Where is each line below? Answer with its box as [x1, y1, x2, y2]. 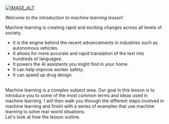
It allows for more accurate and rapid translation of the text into [12, 51, 144, 56]
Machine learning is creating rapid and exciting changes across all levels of [5, 24, 162, 30]
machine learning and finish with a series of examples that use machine [5, 103, 155, 109]
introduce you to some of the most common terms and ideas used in [5, 93, 148, 98]
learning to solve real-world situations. [5, 109, 86, 114]
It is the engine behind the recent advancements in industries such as [12, 39, 158, 46]
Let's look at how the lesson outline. [5, 114, 80, 120]
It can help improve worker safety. [12, 66, 85, 72]
